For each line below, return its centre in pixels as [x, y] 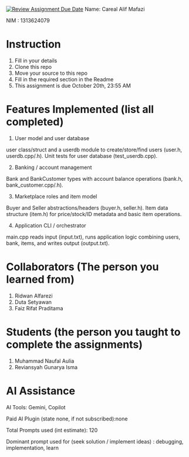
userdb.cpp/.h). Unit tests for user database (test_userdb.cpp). [82, 155]
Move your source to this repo [51, 73]
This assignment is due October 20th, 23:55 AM [72, 85]
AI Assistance [41, 391]
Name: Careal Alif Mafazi [115, 9]
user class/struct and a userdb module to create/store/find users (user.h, [94, 150]
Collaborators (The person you [82, 267]
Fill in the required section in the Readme [64, 79]
